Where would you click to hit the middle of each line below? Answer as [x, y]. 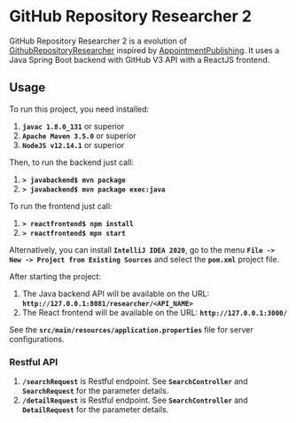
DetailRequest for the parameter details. [95, 410]
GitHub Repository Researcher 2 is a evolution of [98, 41]
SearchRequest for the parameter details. [95, 391]
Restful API [34, 362]
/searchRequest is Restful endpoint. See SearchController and [135, 381]
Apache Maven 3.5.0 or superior [79, 136]
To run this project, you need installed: [79, 109]
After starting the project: [55, 276]
